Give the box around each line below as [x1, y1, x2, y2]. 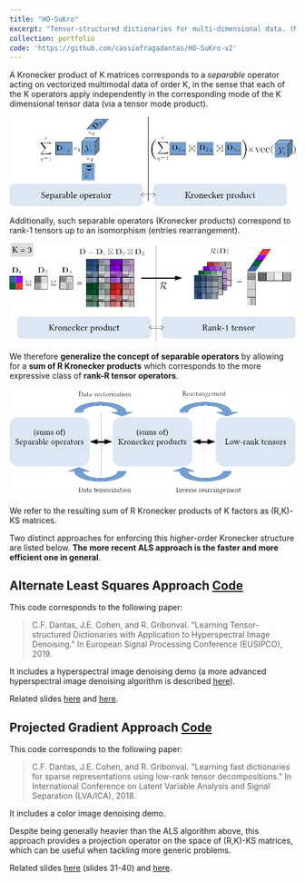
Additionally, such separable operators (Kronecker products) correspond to [9, 214, 291, 226]
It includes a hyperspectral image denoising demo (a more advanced [9, 666, 267, 677]
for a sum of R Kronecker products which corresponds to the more [9, 361, 261, 372]
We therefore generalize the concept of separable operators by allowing [9, 351, 284, 362]
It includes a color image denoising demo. [9, 808, 166, 819]
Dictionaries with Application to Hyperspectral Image [72, 629, 271, 640]
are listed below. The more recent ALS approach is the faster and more [9, 541, 279, 553]
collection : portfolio [9, 34, 95, 43]
